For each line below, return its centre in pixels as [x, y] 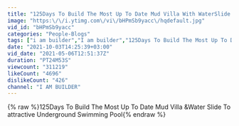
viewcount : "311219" [38, 67]
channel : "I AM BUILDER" [44, 87]
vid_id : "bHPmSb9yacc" [41, 27]
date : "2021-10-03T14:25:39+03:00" [60, 47]
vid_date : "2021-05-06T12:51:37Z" [59, 54]
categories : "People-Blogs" [49, 34]
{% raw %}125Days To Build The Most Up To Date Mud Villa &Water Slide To [119, 107]
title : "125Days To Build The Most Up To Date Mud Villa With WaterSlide [119, 14]
